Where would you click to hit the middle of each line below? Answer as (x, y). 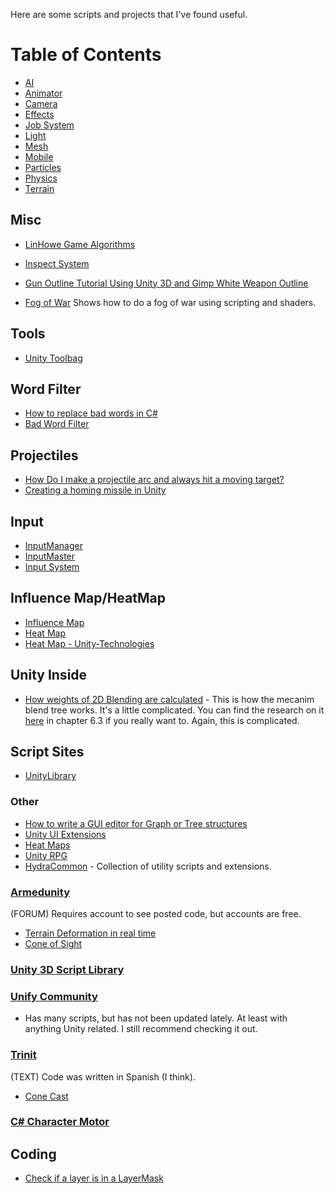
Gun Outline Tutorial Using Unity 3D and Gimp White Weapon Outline (166, 283)
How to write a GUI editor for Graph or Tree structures (136, 823)
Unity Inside (49, 675)
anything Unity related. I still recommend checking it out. (141, 1029)
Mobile (39, 156)
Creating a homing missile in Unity (95, 490)
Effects (39, 114)
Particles (43, 167)
